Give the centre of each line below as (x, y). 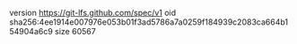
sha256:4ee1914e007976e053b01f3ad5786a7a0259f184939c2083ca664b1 (149, 22)
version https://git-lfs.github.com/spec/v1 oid (93, 13)
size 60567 (75, 31)
